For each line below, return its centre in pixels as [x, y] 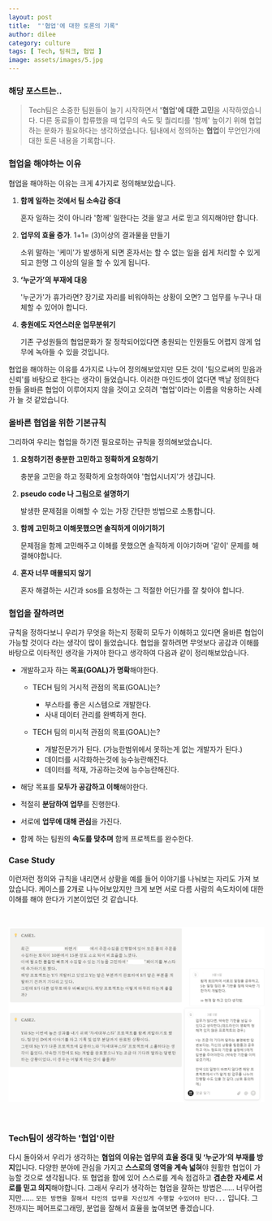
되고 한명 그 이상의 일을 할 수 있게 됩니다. [85, 262]
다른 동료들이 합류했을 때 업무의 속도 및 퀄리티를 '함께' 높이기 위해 [143, 120]
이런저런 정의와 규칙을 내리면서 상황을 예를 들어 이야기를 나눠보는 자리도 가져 [130, 879]
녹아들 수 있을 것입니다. [72, 352]
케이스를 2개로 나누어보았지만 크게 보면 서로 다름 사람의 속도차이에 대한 [151, 889]
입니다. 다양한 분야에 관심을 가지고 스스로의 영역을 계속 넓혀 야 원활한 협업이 [134, 1167]
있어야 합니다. [66, 307]
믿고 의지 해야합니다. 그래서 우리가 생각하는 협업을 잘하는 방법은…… [129, 1188]
